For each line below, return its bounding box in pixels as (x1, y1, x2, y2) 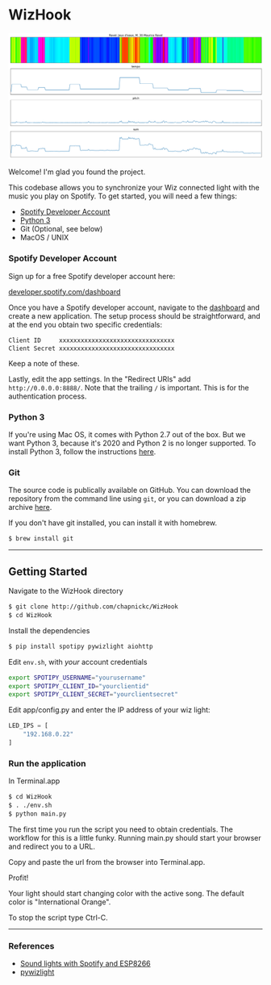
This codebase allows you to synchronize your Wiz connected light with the (8, 183, 260, 193)
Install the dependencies (8, 625, 90, 635)
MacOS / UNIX (19, 232, 69, 243)
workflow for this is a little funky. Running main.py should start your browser (8, 833, 262, 842)
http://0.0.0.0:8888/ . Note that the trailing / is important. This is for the (8, 382, 249, 392)
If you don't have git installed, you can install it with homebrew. (8, 518, 218, 528)
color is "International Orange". (8, 897, 111, 907)
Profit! (8, 873, 29, 883)
